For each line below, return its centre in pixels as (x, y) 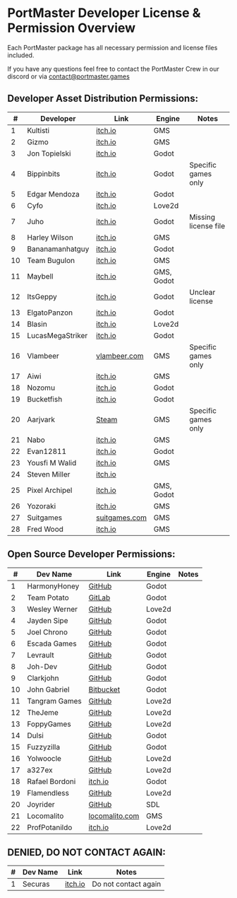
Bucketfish (45, 399)
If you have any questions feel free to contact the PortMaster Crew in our (114, 69)
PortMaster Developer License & (104, 13)
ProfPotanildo (50, 827)
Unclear (202, 292)
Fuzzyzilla (44, 747)
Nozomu (41, 387)
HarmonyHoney (53, 586)
